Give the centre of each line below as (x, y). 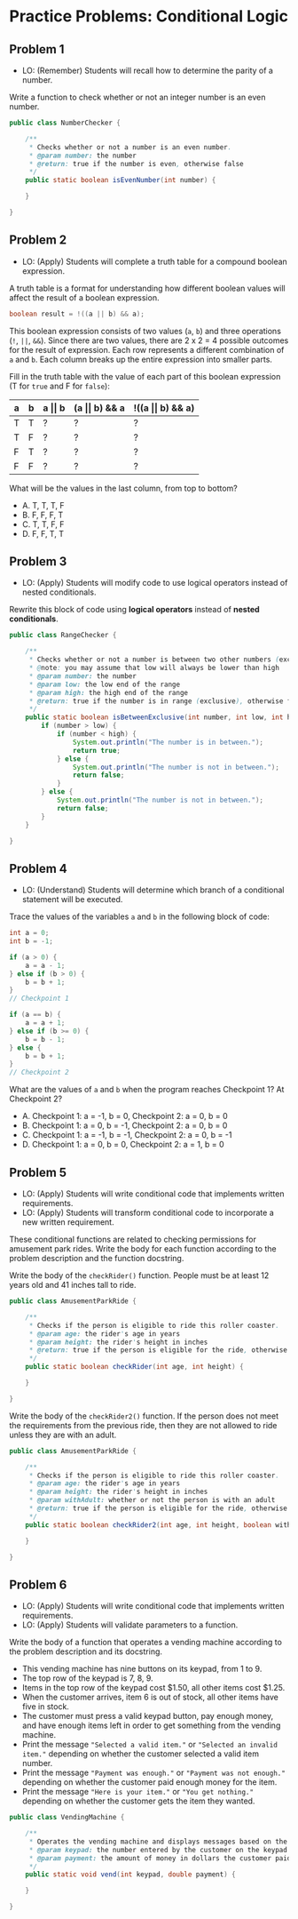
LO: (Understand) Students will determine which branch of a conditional (153, 890)
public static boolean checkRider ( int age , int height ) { (134, 1367)
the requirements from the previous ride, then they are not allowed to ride (143, 1425)
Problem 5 (38, 1172)
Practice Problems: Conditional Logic (149, 16)
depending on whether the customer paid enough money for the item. (149, 1782)
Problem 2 (38, 240)
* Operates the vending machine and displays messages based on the (158, 1842)
